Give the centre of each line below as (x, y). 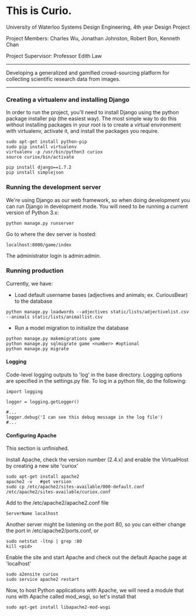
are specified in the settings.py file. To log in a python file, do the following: (96, 381)
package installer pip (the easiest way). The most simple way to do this (91, 119)
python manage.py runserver (40, 223)
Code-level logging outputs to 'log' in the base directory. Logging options (94, 375)
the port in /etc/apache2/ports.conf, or (52, 531)
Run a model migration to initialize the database (71, 328)
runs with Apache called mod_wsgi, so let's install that (71, 597)
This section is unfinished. (38, 449)
